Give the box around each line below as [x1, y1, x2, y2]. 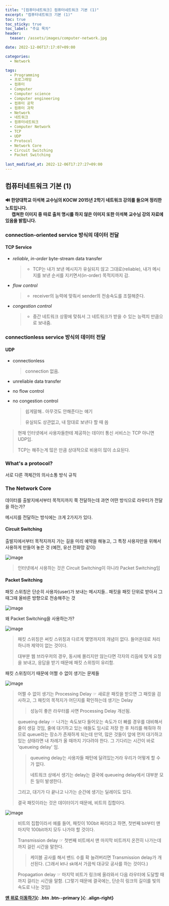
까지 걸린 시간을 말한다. [17, 844, 64, 850]
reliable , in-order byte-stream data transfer [12, 255, 102, 261]
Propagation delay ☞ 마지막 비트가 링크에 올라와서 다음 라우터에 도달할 [17, 872, 159, 878]
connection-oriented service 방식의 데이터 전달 [5, 231, 120, 238]
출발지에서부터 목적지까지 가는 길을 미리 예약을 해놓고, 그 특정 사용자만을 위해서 [5, 538, 161, 544]
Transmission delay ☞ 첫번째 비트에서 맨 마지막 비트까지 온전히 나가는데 [17, 837, 161, 843]
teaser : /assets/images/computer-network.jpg [10, 36, 107, 41]
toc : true [5, 17, 26, 22]
